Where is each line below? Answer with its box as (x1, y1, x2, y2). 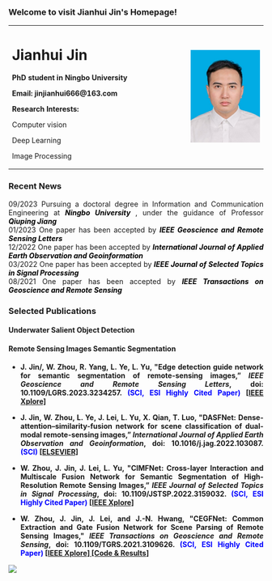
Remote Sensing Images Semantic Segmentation (8, 343, 176, 354)
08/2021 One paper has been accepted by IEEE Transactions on (8, 276, 264, 286)
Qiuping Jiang (8, 216, 57, 226)
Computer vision (11, 120, 67, 129)
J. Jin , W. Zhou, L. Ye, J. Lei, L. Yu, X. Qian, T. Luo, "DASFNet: (19, 412, 236, 422)
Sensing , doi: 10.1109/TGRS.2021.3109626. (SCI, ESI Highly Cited (19, 539, 264, 549)
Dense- (238, 412, 264, 422)
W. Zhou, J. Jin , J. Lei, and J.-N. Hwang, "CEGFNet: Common (19, 513, 265, 524)
